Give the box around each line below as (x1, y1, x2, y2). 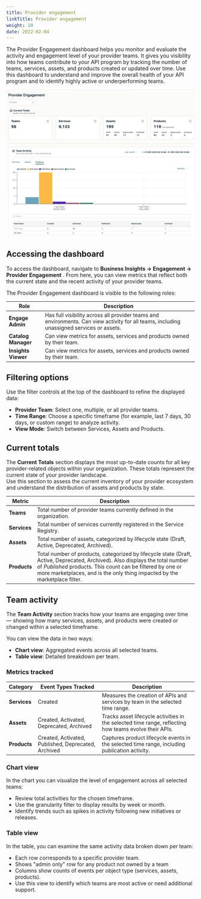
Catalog (8, 332, 29, 340)
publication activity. (101, 746, 151, 754)
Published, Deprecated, (38, 740, 96, 747)
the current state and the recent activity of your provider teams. (6, 277, 163, 284)
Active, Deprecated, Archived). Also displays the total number (36, 556, 188, 564)
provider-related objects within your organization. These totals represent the (6, 465, 194, 473)
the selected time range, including (101, 740, 185, 747)
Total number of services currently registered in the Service (36, 521, 184, 528)
